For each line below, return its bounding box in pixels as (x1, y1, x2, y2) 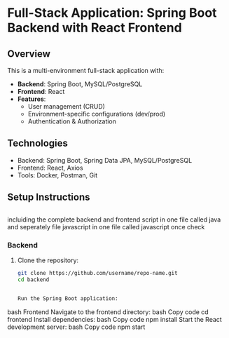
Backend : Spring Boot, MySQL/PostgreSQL (17, 80, 143, 88)
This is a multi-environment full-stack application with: (7, 67, 165, 74)
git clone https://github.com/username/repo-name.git (17, 269, 178, 276)
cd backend (17, 276, 50, 283)
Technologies (7, 137, 69, 149)
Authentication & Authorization (27, 117, 117, 126)
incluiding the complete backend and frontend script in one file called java (7, 215, 221, 224)
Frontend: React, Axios (17, 163, 83, 172)
